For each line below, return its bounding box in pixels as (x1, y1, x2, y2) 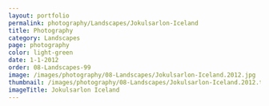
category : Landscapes (8, 33, 81, 42)
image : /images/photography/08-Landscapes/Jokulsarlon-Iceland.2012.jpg (8, 71, 256, 79)
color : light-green (8, 49, 74, 57)
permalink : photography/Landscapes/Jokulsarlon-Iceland (8, 19, 199, 27)
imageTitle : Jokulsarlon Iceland (8, 85, 120, 94)
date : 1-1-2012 (8, 57, 59, 65)
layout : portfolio (8, 11, 70, 20)
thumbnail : (8, 78, 45, 86)
